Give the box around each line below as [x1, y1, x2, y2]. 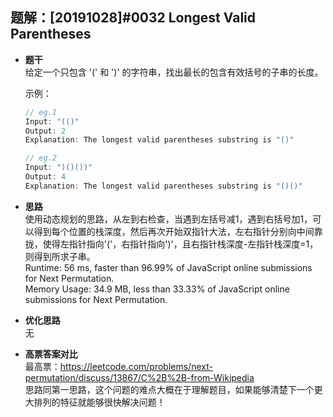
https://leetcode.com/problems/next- [59, 360, 213, 372]
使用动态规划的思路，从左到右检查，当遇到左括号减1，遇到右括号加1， [24, 213, 313, 225]
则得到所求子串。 [24, 250, 96, 262]
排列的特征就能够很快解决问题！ [33, 396, 166, 408]
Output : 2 [24, 126, 67, 136]
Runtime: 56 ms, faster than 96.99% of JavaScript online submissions [24, 261, 313, 273]
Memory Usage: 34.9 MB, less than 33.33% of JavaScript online [24, 283, 290, 295]
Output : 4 [24, 172, 67, 182]
